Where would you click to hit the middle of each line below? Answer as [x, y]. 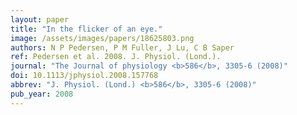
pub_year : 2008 [42, 94]
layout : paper [40, 19]
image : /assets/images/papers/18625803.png [102, 38]
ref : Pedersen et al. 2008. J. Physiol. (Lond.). [116, 57]
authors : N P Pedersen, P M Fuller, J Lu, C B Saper [122, 47]
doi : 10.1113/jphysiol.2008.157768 [84, 76]
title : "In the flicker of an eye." [86, 29]
